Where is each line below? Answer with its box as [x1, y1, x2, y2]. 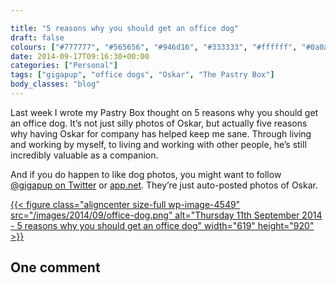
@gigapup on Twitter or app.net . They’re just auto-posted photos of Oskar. [10, 179, 318, 191]
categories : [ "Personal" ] [10, 61, 118, 71]
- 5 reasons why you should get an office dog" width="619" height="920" [10, 219, 315, 231]
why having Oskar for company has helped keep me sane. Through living [10, 127, 312, 140]
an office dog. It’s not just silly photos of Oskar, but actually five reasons [10, 117, 308, 129]
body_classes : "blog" [10, 79, 101, 90]
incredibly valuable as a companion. [10, 149, 159, 161]
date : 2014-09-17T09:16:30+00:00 [10, 51, 150, 61]
